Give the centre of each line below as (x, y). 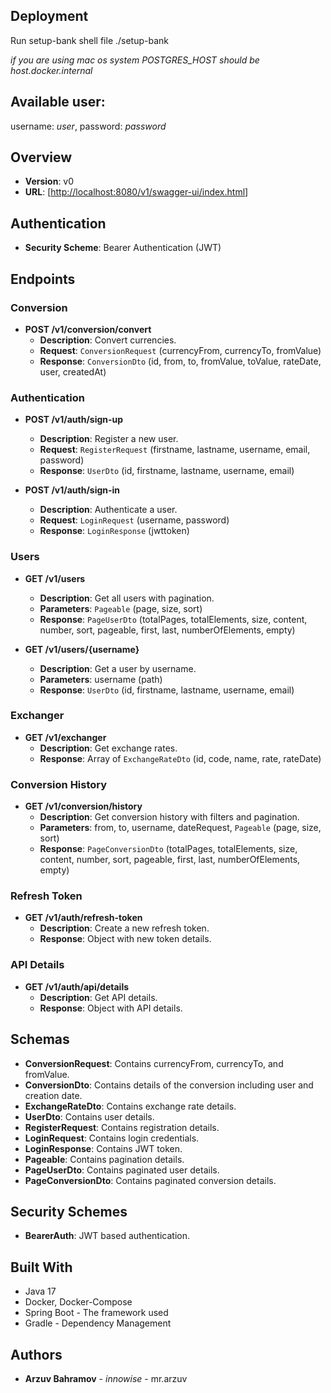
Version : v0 (49, 181)
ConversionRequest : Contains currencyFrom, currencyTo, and (154, 1063)
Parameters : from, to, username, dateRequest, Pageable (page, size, (180, 828)
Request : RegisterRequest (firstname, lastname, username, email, (175, 450)
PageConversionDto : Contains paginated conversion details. (150, 1180)
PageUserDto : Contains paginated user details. (122, 1170)
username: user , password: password (88, 126)
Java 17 (40, 1291)
